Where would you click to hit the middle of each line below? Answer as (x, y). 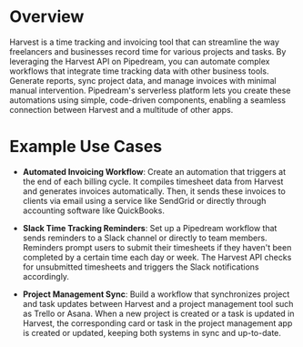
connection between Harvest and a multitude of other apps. (121, 109)
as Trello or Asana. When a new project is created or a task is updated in (158, 313)
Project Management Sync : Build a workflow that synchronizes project (156, 294)
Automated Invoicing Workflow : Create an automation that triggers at (154, 171)
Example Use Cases (86, 147)
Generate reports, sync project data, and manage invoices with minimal (143, 80)
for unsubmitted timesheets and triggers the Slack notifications (141, 267)
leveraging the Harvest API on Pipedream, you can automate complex (140, 61)
